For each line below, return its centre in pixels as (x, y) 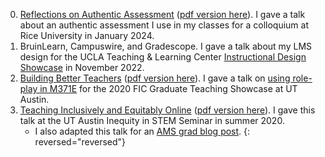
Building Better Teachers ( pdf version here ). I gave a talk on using (155, 78)
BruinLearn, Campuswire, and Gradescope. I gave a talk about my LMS (166, 46)
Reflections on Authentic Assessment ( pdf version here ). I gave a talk (162, 14)
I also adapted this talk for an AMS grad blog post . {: (142, 131)
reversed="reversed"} (80, 142)
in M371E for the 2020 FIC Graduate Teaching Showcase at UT (168, 88)
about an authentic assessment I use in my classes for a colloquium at (164, 25)
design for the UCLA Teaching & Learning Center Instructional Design (163, 57)
